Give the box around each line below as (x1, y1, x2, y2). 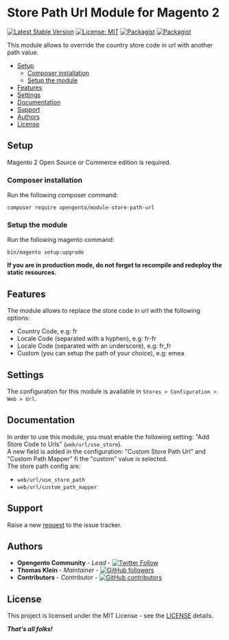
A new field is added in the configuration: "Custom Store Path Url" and (7, 447, 206, 455)
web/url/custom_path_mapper (16, 483, 97, 491)
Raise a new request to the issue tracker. (7, 520, 122, 529)
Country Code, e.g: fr (16, 327, 77, 335)
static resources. (7, 268, 57, 276)
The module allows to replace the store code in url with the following (7, 307, 201, 315)
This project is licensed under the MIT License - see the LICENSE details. (7, 612, 214, 620)
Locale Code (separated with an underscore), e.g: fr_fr (16, 342, 171, 350)
